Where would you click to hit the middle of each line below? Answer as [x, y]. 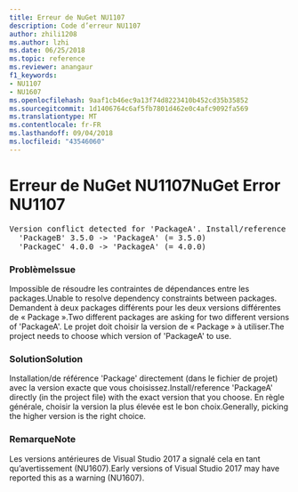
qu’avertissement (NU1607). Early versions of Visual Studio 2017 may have [145, 468]
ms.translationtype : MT [53, 117]
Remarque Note [43, 440]
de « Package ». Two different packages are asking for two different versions [149, 317]
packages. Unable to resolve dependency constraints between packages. [143, 298]
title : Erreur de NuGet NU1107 [67, 17]
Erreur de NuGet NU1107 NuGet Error [145, 186]
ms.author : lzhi [39, 42]
